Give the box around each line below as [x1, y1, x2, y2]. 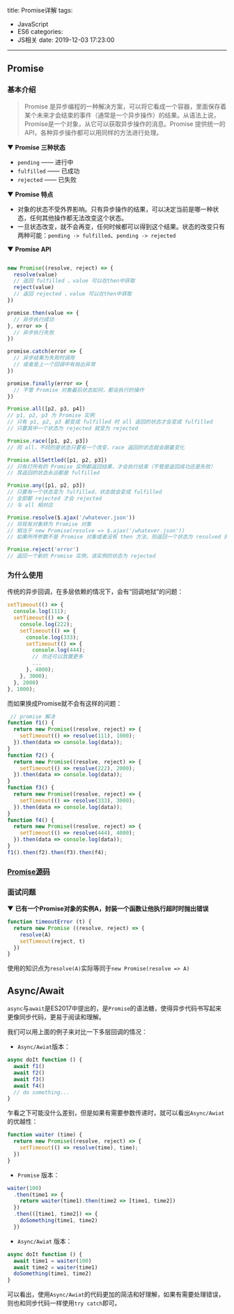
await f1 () [13, 1063, 45, 1070]
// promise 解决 [10, 713, 56, 720]
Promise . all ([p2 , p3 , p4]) [7, 405, 86, 412]
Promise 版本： [17, 1170, 60, 1179]
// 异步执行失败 [13, 329, 54, 336]
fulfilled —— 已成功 [17, 167, 80, 175]
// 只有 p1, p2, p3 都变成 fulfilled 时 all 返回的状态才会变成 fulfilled [7, 419, 213, 426]
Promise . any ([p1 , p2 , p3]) [7, 482, 86, 489]
